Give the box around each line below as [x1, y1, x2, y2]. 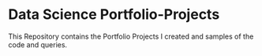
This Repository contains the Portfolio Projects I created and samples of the [8, 32, 254, 41]
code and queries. [8, 39, 68, 49]
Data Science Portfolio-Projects [8, 6, 220, 24]
